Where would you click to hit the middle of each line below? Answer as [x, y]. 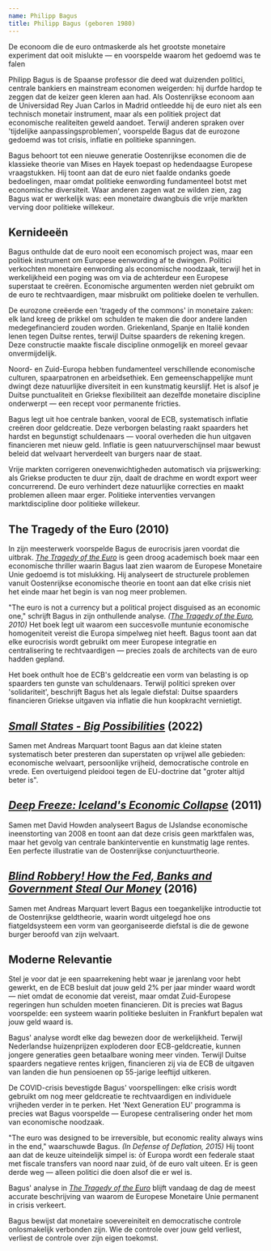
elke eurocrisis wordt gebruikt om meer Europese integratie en [112, 642]
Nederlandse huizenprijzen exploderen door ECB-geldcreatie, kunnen [125, 1046]
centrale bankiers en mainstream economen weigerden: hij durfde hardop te [135, 88]
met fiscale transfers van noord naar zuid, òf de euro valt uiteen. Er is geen [133, 1164]
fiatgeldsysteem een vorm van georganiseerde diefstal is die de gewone [129, 925]
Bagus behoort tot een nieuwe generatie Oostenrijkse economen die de [127, 155]
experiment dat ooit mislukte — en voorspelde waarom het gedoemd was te [135, 55]
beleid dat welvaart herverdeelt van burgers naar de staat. [105, 453]
